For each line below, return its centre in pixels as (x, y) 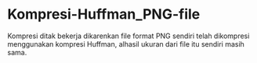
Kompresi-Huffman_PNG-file (104, 14)
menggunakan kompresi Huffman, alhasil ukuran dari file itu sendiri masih (126, 44)
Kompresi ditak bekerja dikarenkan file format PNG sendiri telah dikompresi (128, 36)
